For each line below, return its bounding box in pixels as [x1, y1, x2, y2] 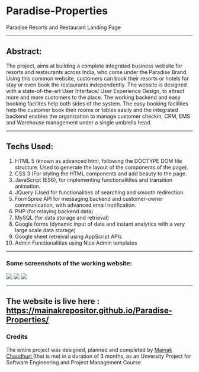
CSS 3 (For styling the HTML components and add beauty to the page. [14, 170, 188, 177]
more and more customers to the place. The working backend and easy [6, 94, 181, 101]
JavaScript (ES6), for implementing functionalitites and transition [14, 176, 173, 183]
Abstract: [6, 46, 42, 57]
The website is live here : [6, 296, 99, 306]
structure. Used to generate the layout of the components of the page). [14, 163, 188, 171]
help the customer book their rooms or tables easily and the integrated [6, 106, 178, 113]
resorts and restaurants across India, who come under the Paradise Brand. [6, 68, 188, 75]
